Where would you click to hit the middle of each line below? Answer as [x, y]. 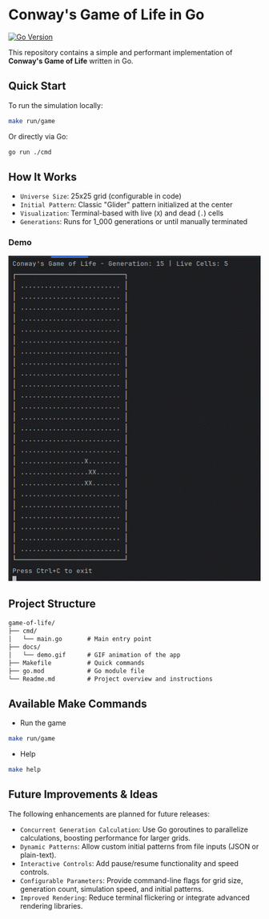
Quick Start [37, 86]
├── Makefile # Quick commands [77, 663]
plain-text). [38, 855]
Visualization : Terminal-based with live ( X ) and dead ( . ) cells [122, 213]
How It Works [43, 177]
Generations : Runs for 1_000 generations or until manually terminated [134, 222]
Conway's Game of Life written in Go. [71, 61]
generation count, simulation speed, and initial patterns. [112, 889]
